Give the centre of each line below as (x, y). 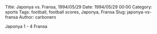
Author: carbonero (37, 17)
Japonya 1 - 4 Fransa (26, 26)
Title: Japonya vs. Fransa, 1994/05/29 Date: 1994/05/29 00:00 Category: (79, 7)
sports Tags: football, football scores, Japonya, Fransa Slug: (66, 12)
